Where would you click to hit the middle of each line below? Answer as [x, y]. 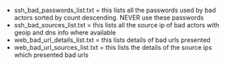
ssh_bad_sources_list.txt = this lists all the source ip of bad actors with [117, 25]
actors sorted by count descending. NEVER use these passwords [109, 18]
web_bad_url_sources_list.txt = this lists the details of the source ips [113, 47]
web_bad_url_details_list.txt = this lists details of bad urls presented [112, 40]
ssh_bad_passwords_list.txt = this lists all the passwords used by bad [115, 10]
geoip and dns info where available [65, 32]
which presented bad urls [51, 55]
